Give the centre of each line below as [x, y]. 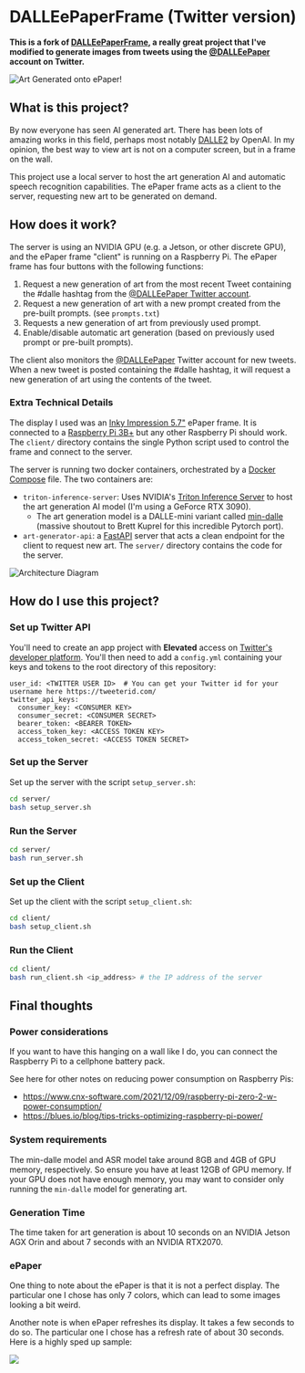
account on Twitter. [47, 61]
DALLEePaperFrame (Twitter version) [153, 17]
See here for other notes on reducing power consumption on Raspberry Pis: [152, 1079]
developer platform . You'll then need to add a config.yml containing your [146, 657]
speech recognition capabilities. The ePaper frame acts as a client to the [145, 186]
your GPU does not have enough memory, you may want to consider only [147, 1179]
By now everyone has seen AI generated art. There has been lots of [136, 130]
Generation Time [47, 1212]
